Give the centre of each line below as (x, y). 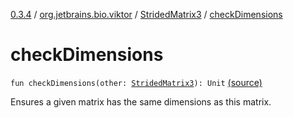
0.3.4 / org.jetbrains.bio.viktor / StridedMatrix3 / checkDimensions (146, 14)
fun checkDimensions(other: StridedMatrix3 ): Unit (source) (136, 82)
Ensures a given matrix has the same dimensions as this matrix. (141, 101)
